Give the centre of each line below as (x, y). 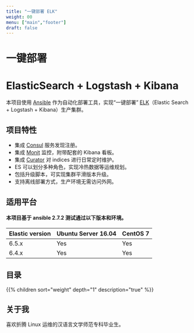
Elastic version (30, 233)
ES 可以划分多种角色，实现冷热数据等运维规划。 (72, 167)
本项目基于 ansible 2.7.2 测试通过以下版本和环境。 (66, 218)
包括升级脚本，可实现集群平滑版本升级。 (63, 174)
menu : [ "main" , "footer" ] (36, 22)
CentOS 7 (136, 233)
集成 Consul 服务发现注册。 (47, 145)
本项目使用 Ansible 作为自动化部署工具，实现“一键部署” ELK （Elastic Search (97, 102)
